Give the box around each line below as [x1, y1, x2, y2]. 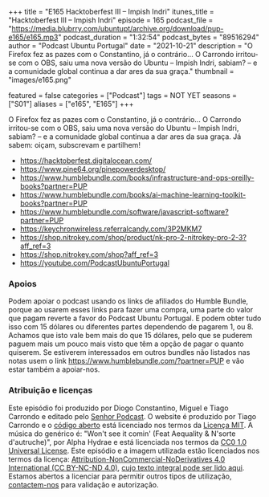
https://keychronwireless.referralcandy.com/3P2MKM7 [19, 224, 202, 234]
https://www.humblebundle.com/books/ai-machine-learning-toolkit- [19, 190, 247, 199]
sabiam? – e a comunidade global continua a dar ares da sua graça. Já [8, 132, 242, 141]
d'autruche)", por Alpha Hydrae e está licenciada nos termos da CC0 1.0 [8, 437, 247, 446]
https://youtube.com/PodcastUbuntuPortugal [19, 259, 170, 267]
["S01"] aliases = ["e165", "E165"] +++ [8, 100, 134, 108]
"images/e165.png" [8, 75, 72, 84]
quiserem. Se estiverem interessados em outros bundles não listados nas [8, 348, 251, 357]
